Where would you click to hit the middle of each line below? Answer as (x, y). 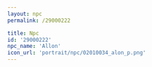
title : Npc (23, 33)
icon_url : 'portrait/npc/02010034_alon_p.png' (77, 53)
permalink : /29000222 (39, 20)
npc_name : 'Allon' (34, 47)
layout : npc (25, 14)
